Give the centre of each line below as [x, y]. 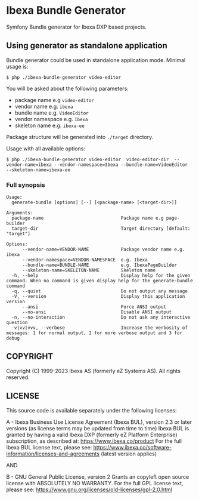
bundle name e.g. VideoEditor [52, 113]
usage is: [17, 66]
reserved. [18, 377]
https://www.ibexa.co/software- [132, 447]
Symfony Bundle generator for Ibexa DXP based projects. [77, 27]
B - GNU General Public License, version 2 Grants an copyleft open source [98, 477]
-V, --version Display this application [98, 297]
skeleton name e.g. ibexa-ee [49, 125]
